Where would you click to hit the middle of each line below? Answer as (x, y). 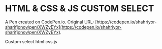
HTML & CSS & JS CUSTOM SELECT (80, 8)
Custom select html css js (31, 41)
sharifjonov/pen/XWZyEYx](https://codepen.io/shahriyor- (63, 27)
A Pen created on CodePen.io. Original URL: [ (51, 22)
